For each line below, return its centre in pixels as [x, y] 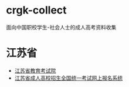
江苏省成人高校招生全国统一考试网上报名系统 [69, 78]
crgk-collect [36, 10]
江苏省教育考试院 [35, 71]
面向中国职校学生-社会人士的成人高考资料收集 [61, 27]
